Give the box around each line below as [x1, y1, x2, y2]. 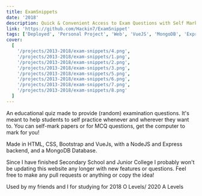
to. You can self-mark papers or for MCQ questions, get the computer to [6, 122, 185, 130]
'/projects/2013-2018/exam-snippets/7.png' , [17, 82, 130, 88]
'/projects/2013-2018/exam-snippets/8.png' [17, 87, 128, 93]
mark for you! [6, 128, 40, 136]
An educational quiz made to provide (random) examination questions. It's [6, 109, 189, 116]
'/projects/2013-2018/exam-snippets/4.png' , [17, 48, 130, 54]
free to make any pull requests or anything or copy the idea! [6, 171, 155, 179]
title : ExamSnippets [6, 8, 58, 15]
